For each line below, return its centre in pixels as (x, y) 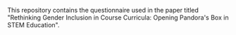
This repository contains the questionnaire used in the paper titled (103, 10)
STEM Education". (33, 25)
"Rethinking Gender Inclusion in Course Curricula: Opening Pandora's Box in (118, 17)
